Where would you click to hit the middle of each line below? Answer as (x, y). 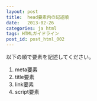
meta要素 (26, 70)
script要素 (27, 92)
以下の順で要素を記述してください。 (50, 57)
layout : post (22, 12)
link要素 (24, 84)
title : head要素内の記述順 (38, 17)
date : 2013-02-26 (30, 23)
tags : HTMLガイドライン (33, 34)
